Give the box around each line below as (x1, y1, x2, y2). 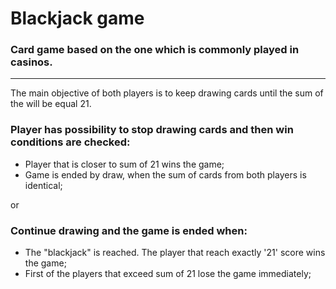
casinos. (10, 55, 53, 69)
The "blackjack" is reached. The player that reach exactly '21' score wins (24, 247, 326, 259)
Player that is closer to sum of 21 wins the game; (24, 158, 225, 170)
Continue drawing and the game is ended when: (10, 223, 248, 237)
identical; (24, 179, 63, 191)
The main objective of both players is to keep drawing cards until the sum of (10, 87, 324, 99)
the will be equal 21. (10, 98, 92, 110)
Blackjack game (10, 7, 145, 30)
